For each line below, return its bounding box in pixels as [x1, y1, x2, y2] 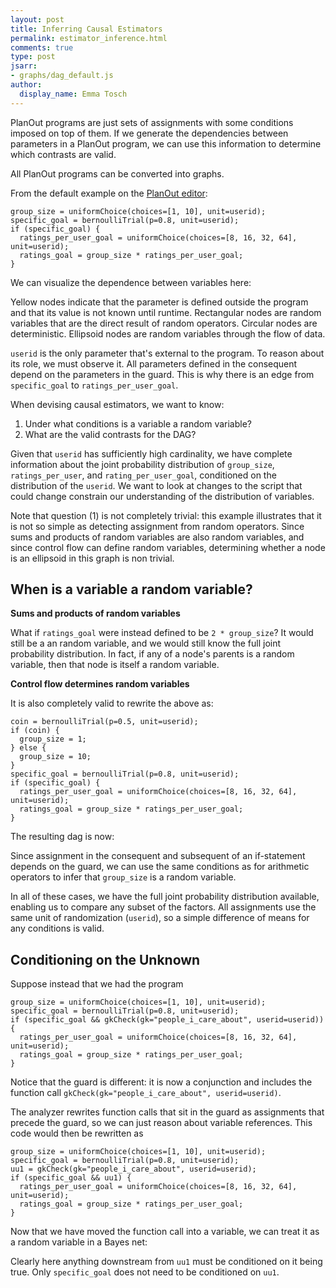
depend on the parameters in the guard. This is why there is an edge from [10, 368, 315, 380]
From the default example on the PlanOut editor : [10, 187, 208, 199]
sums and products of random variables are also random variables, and [10, 531, 305, 543]
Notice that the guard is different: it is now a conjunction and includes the [10, 1076, 313, 1088]
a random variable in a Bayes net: [10, 1236, 148, 1248]
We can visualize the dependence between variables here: [10, 276, 252, 288]
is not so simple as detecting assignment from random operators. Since [10, 520, 305, 532]
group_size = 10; [19, 752, 92, 762]
